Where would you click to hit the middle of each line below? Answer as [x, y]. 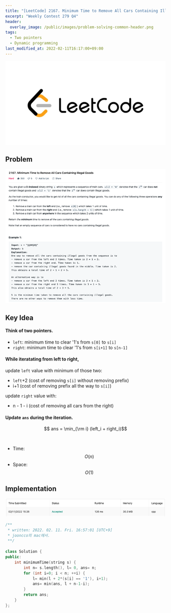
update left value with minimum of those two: [54, 370]
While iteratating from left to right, [42, 359]
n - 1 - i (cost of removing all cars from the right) [63, 405]
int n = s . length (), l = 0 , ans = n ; [60, 567]
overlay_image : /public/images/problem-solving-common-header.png [82, 27]
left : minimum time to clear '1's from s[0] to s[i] [64, 342]
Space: [20, 465]
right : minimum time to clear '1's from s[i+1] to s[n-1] [70, 347]
